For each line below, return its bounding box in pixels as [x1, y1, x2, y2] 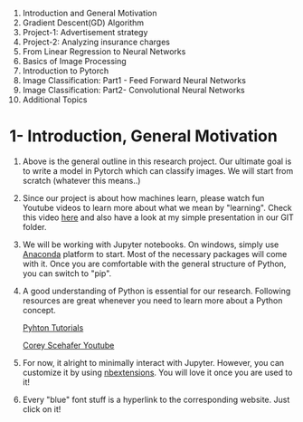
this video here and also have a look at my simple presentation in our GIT [22, 212, 294, 223]
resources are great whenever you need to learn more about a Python [22, 294, 283, 306]
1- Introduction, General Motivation [9, 126, 278, 147]
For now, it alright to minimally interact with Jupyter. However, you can [22, 357, 285, 368]
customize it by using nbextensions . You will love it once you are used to [22, 367, 293, 378]
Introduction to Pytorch [22, 65, 109, 76]
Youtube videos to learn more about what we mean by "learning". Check [22, 202, 292, 213]
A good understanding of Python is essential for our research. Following [22, 285, 291, 296]
